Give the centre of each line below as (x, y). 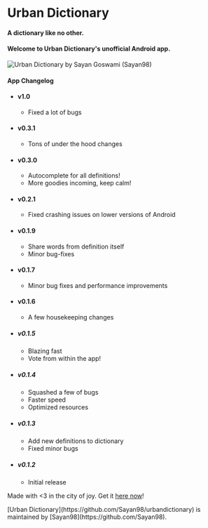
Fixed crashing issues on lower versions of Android (102, 215)
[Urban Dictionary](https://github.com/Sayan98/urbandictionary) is (104, 509)
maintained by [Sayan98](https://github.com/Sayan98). (87, 517)
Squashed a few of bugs (63, 392)
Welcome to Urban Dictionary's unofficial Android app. (89, 49)
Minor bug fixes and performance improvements (98, 285)
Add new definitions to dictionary (76, 441)
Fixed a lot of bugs (55, 112)
